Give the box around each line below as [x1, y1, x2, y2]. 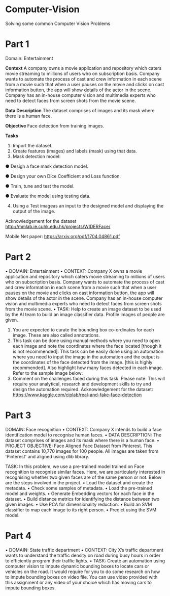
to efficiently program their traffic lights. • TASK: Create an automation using [5, 557, 165, 564]
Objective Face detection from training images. [5, 122, 105, 128]
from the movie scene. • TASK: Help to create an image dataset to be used [5, 306, 161, 312]
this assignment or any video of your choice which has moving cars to [5, 579, 152, 585]
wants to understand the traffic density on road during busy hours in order [5, 552, 161, 558]
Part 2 [5, 251, 31, 263]
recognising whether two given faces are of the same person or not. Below [5, 474, 162, 480]
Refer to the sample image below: [12, 370, 83, 376]
